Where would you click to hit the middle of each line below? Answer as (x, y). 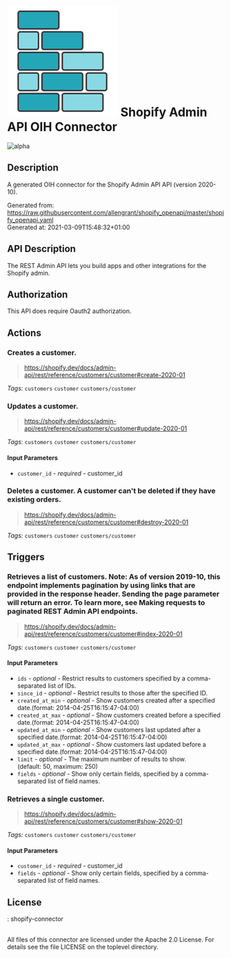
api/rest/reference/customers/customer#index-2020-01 (103, 633)
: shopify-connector (36, 919)
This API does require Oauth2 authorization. (69, 311)
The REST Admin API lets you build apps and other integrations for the (107, 265)
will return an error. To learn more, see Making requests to (106, 603)
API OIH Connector (62, 127)
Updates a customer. (43, 406)
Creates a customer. (42, 352)
